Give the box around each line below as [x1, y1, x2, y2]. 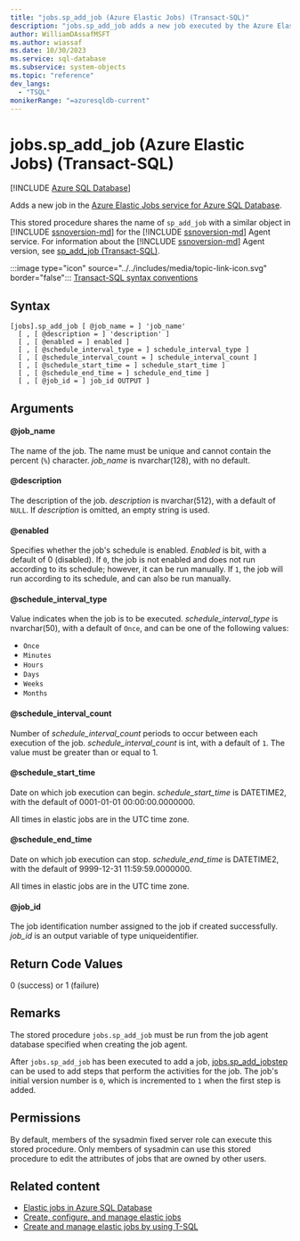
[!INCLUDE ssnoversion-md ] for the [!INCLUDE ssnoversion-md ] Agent [10, 226, 271, 237]
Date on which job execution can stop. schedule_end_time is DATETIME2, [10, 853, 280, 865]
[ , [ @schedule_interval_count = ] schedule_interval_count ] [18, 353, 257, 362]
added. [10, 1084, 36, 1095]
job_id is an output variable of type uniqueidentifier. [10, 931, 199, 941]
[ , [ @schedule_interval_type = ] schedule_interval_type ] [18, 345, 250, 355]
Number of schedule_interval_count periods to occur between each [10, 727, 258, 738]
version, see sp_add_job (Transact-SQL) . [10, 246, 160, 257]
